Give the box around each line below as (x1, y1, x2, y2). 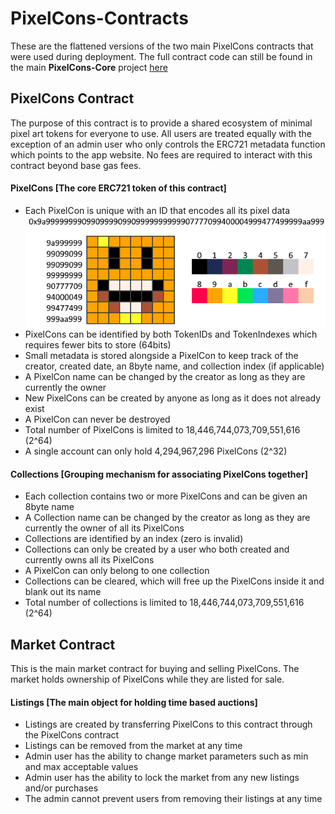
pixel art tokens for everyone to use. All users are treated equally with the (10, 127, 312, 139)
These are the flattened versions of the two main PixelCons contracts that (10, 40, 314, 52)
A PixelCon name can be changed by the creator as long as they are (24, 371, 306, 383)
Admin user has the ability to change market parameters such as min (24, 750, 309, 762)
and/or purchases (24, 782, 99, 794)
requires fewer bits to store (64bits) (24, 339, 172, 351)
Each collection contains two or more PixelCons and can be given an (24, 490, 308, 502)
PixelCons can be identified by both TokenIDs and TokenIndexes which (24, 328, 318, 341)
